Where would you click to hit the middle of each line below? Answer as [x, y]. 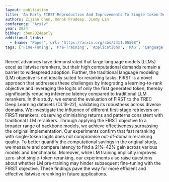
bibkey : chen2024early [29, 33]
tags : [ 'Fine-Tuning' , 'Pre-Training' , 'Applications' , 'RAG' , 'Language [84, 47]
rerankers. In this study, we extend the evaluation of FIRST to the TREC [79, 99]
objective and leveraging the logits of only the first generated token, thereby [84, 88]
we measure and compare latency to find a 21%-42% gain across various [81, 147]
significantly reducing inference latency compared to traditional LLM [76, 94]
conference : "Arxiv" [27, 24]
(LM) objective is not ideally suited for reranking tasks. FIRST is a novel [79, 77]
